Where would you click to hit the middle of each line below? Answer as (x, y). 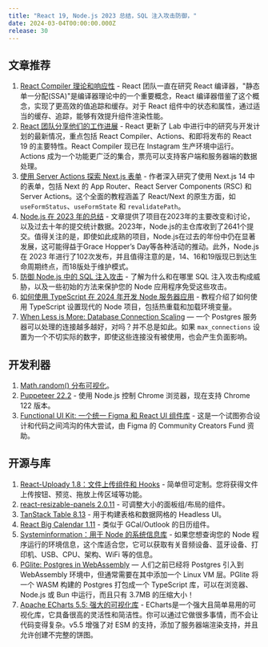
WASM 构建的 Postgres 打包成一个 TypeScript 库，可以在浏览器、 (144, 584)
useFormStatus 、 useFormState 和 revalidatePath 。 (102, 206)
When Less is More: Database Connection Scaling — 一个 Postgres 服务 (138, 317)
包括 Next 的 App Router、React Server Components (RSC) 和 (150, 186)
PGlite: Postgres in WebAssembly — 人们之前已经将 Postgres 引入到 (132, 564)
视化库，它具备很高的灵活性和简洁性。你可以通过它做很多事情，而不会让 (139, 614)
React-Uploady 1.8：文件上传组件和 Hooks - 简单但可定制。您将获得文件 (139, 484)
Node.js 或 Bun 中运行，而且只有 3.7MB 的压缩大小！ (107, 594)
